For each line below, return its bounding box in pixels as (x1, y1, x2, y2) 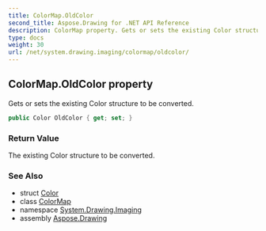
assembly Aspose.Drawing (19, 214, 108, 223)
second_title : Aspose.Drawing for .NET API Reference (8, 19, 190, 27)
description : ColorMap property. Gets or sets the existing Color (8, 26, 232, 34)
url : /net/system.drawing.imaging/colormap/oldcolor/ (8, 48, 190, 56)
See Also (8, 170, 44, 181)
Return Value (8, 132, 59, 143)
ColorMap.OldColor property (8, 78, 154, 91)
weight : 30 (8, 41, 44, 49)
